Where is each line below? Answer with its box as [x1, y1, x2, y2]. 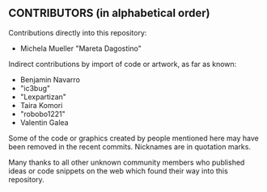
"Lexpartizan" [19, 92, 67, 102]
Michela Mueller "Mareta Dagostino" [19, 44, 142, 53]
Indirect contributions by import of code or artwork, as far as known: [8, 59, 237, 69]
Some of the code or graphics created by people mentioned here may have [8, 133, 259, 143]
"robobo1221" [19, 109, 66, 119]
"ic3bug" [19, 83, 51, 93]
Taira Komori [19, 100, 63, 110]
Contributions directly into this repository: [8, 27, 147, 37]
